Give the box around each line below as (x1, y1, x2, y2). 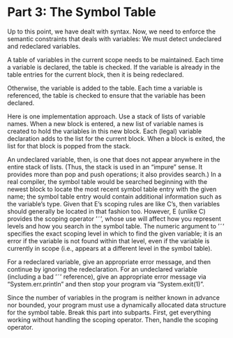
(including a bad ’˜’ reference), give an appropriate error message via (7, 272, 207, 281)
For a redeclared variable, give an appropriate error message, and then (7, 257, 211, 266)
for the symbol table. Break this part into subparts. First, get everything (7, 308, 211, 316)
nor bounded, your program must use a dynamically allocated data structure (7, 300, 227, 309)
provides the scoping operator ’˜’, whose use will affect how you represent (7, 214, 222, 223)
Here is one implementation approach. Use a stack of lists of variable (7, 112, 206, 121)
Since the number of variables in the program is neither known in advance (7, 293, 220, 302)
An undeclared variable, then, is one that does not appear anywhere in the (7, 155, 220, 164)
